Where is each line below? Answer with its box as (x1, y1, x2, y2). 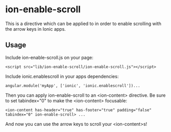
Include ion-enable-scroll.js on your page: (5, 54, 93, 60)
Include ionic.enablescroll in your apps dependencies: (5, 73, 119, 79)
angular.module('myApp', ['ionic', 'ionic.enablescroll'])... (5, 83, 140, 88)
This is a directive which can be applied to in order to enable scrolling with (5, 20, 162, 27)
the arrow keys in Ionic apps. (5, 26, 66, 32)
